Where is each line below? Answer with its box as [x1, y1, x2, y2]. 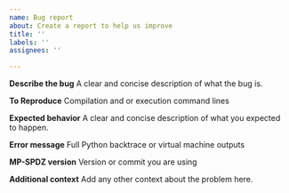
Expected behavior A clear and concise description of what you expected [9, 113, 281, 124]
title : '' [9, 29, 46, 38]
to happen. [9, 122, 49, 133]
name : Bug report [9, 12, 74, 22]
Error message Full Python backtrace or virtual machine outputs [9, 140, 245, 150]
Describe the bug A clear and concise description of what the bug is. [9, 78, 263, 89]
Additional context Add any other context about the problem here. [9, 174, 253, 185]
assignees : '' [9, 46, 62, 55]
